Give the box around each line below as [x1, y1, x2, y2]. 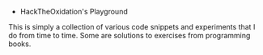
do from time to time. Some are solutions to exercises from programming [8, 31, 251, 40]
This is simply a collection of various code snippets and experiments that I [8, 22, 256, 31]
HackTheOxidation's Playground [19, 7, 128, 16]
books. [8, 39, 32, 49]
